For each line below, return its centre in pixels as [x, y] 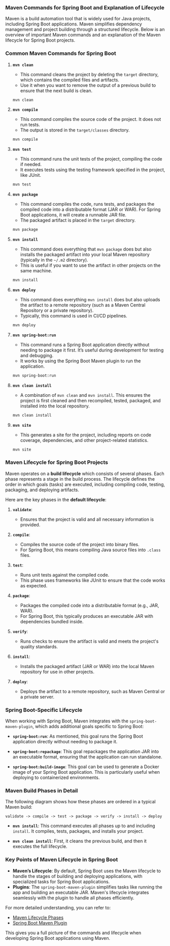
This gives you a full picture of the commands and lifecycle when [73, 933]
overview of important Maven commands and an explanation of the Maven [83, 35]
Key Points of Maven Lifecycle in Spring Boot [62, 860]
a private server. [37, 697]
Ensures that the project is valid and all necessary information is [87, 519]
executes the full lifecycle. [40, 846]
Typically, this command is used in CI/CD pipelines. [74, 316]
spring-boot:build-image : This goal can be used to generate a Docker [86, 767]
